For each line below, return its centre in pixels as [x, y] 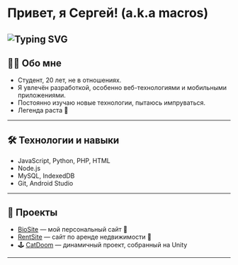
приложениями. [41, 95]
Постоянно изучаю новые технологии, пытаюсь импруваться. [112, 103]
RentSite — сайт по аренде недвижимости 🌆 [85, 237]
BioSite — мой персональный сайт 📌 [73, 230]
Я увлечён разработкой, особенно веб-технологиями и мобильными [122, 88]
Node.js [29, 169]
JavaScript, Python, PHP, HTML [64, 161]
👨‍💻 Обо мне [34, 63]
